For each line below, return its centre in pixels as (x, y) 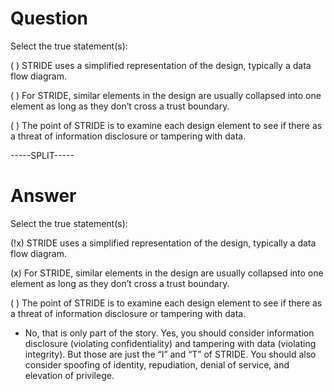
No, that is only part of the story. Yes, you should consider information (169, 333)
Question (49, 18)
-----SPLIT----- (42, 155)
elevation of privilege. (69, 375)
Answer (43, 196)
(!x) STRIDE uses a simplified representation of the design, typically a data (163, 243)
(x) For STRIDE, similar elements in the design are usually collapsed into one (167, 273)
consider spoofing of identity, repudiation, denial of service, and (157, 364)
